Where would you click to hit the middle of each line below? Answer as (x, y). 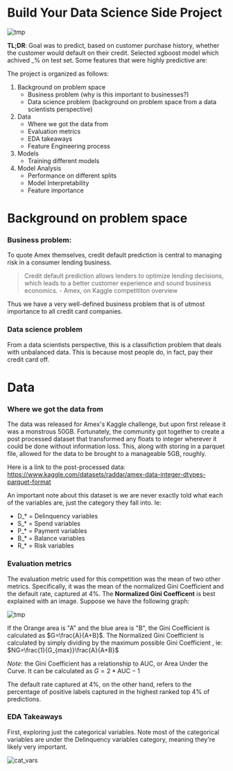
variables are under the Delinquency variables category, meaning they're (111, 739)
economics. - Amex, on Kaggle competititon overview (101, 291)
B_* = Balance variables (51, 539)
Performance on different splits (72, 176)
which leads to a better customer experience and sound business (118, 283)
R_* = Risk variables (45, 545)
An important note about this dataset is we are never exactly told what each (115, 495)
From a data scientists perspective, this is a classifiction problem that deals (114, 344)
